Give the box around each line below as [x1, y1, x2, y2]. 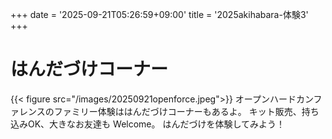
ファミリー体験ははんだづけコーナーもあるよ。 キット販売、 [53, 105, 302, 117]
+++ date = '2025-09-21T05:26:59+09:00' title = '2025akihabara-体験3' [10, 9, 309, 20]
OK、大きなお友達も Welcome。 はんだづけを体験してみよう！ [27, 118, 286, 130]
